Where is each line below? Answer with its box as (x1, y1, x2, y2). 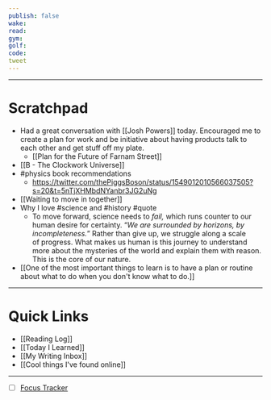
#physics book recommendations (19, 169, 131, 178)
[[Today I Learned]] (19, 342, 85, 352)
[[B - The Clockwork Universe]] (19, 160, 125, 169)
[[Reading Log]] (19, 334, 73, 344)
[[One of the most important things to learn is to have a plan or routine (19, 263, 253, 273)
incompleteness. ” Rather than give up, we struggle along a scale (31, 228, 246, 238)
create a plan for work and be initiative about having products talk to (19, 134, 248, 144)
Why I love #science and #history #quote (19, 202, 157, 212)
